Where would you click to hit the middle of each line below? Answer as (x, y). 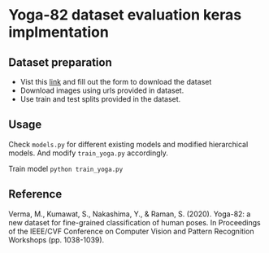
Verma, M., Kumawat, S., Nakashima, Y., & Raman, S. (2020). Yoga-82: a (130, 214)
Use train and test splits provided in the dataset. (100, 99)
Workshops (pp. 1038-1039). (56, 240)
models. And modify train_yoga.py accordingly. (89, 153)
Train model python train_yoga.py (66, 168)
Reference (35, 194)
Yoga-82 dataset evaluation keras (125, 15)
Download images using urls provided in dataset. (102, 90)
